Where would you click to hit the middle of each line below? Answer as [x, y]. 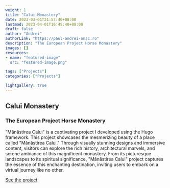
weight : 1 [16, 10]
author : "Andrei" [24, 34]
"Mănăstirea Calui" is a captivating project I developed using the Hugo [79, 132]
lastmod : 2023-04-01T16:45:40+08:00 [44, 24]
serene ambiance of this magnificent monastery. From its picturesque [78, 153]
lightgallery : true [26, 86]
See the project [21, 180]
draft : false [19, 29]
